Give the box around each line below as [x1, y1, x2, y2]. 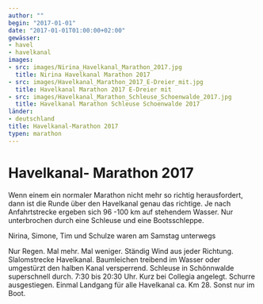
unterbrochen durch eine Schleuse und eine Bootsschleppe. [8, 215, 204, 225]
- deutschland [8, 115, 55, 123]
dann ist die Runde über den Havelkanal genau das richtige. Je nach [8, 198, 231, 208]
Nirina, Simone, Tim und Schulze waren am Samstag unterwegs [8, 231, 216, 241]
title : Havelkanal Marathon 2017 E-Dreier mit [15, 85, 172, 94]
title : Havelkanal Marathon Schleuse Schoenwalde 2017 [15, 100, 200, 108]
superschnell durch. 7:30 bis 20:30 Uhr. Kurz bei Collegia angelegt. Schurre [8, 271, 256, 281]
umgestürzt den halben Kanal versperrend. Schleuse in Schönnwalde [8, 263, 234, 272]
